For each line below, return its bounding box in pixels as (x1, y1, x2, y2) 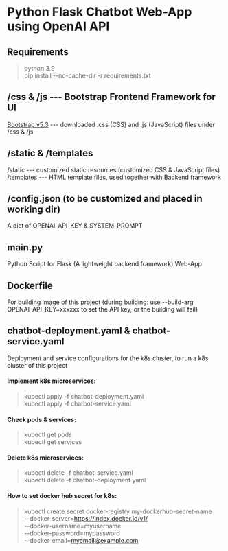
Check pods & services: (7, 415, 77, 423)
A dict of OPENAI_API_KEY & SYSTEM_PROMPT (7, 222, 143, 230)
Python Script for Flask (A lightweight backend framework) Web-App (7, 260, 203, 268)
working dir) (7, 204, 60, 215)
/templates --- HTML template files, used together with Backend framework (7, 173, 221, 181)
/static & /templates (7, 148, 93, 159)
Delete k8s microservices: (7, 454, 84, 462)
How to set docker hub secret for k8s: (7, 492, 117, 500)
